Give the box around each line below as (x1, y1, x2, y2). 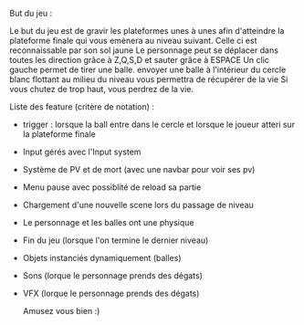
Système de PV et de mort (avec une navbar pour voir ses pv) (22, 164, 256, 174)
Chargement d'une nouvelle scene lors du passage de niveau (22, 200, 254, 210)
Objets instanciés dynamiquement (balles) (22, 253, 182, 263)
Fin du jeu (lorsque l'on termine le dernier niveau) (22, 235, 209, 246)
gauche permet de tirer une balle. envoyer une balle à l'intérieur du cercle (9, 64, 287, 75)
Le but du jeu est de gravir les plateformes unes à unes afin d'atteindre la (9, 26, 285, 36)
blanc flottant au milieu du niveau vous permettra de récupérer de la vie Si (9, 74, 288, 85)
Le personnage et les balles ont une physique (22, 217, 194, 227)
